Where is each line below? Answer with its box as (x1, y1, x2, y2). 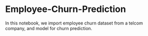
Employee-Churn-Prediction (5, 3, 126, 15)
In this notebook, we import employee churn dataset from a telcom (5, 20, 143, 26)
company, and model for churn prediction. (5, 25, 92, 31)
